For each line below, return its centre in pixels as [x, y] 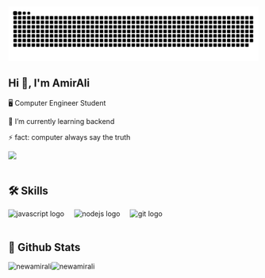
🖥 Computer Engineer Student [57, 102]
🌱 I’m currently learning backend [61, 121]
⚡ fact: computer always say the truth [69, 137]
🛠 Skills [29, 190]
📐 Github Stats [44, 247]
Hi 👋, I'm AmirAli [49, 83]
